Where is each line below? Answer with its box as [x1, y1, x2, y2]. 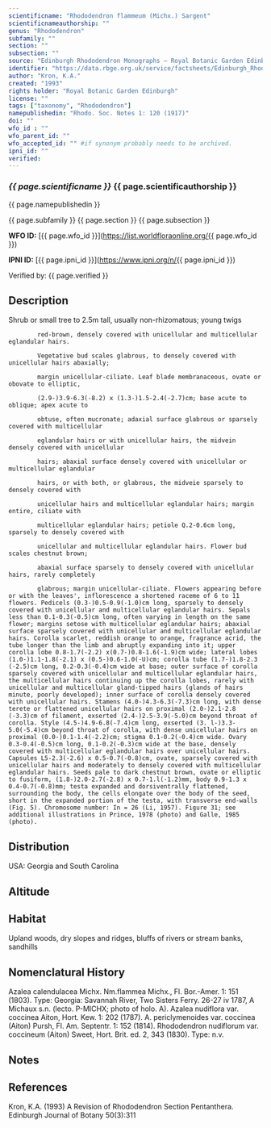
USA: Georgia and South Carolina [8, 861, 119, 871]
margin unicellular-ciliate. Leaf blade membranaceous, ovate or [37, 373, 262, 382]
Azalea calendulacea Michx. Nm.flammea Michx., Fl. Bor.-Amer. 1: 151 [8, 987, 239, 996]
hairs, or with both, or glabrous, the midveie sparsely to [37, 479, 244, 487]
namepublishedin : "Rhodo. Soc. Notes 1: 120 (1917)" [8, 110, 190, 118]
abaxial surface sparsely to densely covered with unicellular [37, 564, 254, 572]
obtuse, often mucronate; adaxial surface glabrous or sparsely [37, 416, 258, 424]
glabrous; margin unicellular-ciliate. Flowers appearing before [37, 585, 262, 593]
